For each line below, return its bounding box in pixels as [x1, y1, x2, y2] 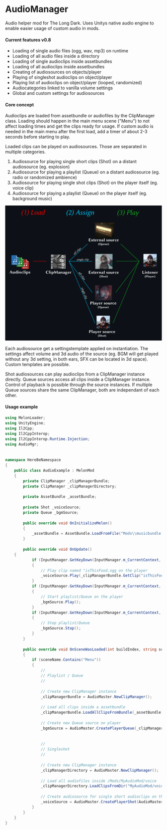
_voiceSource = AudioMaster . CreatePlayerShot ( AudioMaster [40, 800, 164, 805]
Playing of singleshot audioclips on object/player [12, 74, 112, 80]
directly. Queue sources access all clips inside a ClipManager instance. [5, 376, 151, 382]
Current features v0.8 [5, 36, 51, 43]
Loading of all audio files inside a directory [12, 53, 100, 59]
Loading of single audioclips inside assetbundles [12, 58, 112, 64]
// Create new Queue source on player [40, 720, 121, 725]
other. [5, 392, 17, 398]
